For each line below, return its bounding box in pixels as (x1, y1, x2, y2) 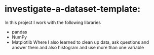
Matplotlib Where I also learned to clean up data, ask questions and (11, 39, 149, 45)
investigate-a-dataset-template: (4, 3, 141, 15)
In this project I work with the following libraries (4, 19, 101, 25)
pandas (11, 29, 28, 35)
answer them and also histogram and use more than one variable (11, 44, 144, 50)
